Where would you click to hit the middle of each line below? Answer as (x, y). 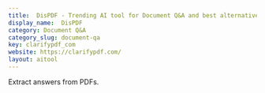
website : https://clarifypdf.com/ (65, 52)
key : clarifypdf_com (42, 45)
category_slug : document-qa (54, 37)
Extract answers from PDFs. (54, 82)
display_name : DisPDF (45, 23)
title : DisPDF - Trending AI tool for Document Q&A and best (112, 15)
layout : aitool (33, 60)
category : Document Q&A (47, 30)
